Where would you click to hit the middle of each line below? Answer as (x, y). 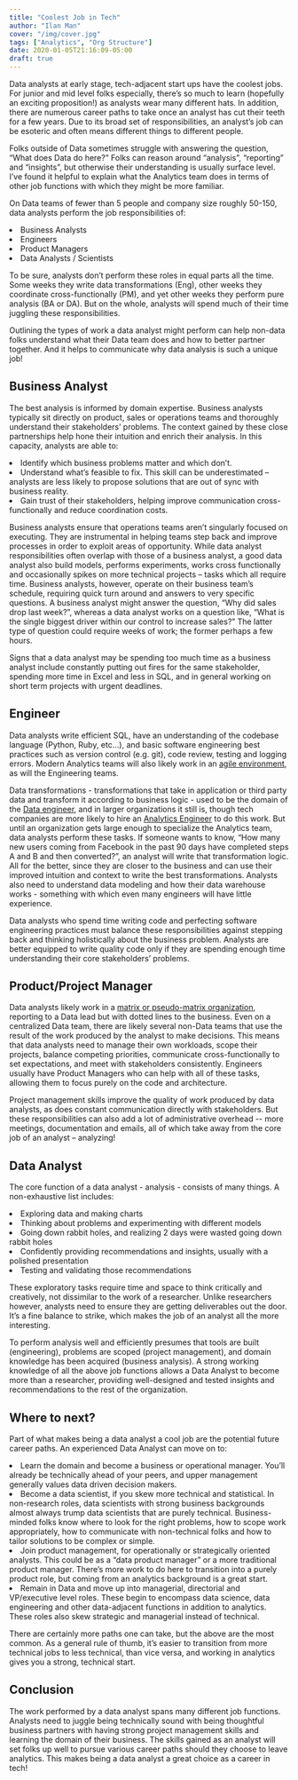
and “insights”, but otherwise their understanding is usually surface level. (143, 167)
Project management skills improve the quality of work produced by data (142, 1100)
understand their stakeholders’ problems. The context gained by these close (149, 426)
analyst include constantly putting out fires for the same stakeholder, (134, 667)
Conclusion (42, 1690)
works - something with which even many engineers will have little (130, 894)
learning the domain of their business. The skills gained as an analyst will (142, 1739)
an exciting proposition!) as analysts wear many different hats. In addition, (144, 103)
